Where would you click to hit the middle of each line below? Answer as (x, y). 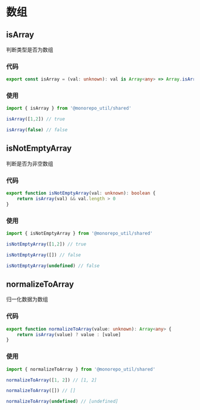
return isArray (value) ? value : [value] (69, 334)
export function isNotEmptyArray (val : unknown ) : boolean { (81, 193)
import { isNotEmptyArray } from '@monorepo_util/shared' (79, 234)
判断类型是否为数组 (30, 49)
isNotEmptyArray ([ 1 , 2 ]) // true (46, 244)
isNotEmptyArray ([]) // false (44, 255)
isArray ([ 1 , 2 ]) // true (36, 119)
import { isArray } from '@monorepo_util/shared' (69, 108)
